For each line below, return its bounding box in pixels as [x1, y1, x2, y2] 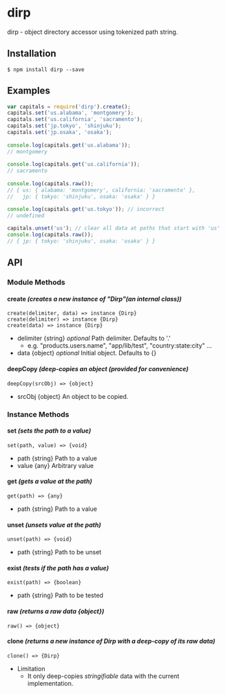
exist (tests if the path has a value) [7, 563, 109, 572]
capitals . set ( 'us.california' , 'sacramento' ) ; [7, 116, 143, 123]
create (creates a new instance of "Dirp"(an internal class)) [7, 294, 182, 303]
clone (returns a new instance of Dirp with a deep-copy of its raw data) [7, 637, 216, 646]
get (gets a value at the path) [7, 477, 92, 485]
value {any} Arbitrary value [17, 461, 94, 469]
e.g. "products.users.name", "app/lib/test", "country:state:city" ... [27, 341, 212, 350]
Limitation [17, 664, 45, 673]
